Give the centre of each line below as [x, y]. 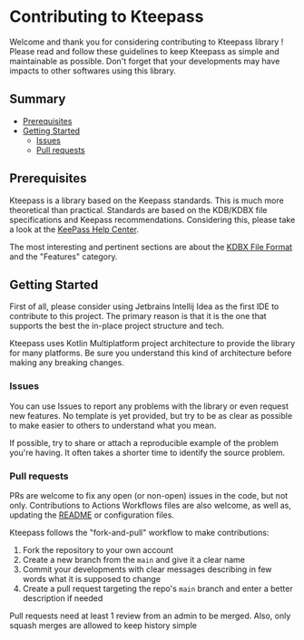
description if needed [63, 598]
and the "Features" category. [64, 257]
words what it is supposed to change [92, 578]
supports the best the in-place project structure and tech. [117, 326]
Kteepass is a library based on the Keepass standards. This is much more [147, 200]
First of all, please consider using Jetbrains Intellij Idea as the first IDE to [144, 306]
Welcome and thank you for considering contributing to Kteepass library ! [147, 42]
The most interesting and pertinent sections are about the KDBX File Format [151, 247]
